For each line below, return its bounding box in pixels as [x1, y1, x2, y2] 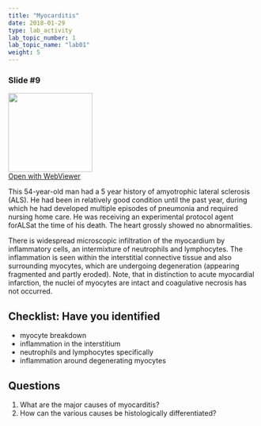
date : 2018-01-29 [8, 19, 66, 27]
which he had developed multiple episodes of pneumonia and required [8, 204, 239, 213]
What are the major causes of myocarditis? [19, 400, 160, 409]
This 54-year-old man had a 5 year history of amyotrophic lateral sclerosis [8, 187, 251, 197]
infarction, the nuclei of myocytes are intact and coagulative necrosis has [8, 278, 247, 288]
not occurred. [8, 286, 53, 296]
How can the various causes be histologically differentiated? [19, 408, 217, 417]
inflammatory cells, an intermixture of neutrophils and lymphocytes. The [8, 244, 244, 254]
